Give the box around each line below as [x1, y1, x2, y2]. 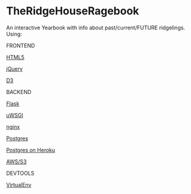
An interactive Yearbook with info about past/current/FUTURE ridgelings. [6, 24, 186, 31]
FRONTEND [6, 42, 35, 49]
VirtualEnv [6, 181, 32, 188]
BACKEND [6, 88, 32, 95]
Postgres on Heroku [6, 146, 56, 153]
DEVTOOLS [6, 169, 35, 177]
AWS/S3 [6, 157, 27, 165]
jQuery [6, 65, 23, 72]
